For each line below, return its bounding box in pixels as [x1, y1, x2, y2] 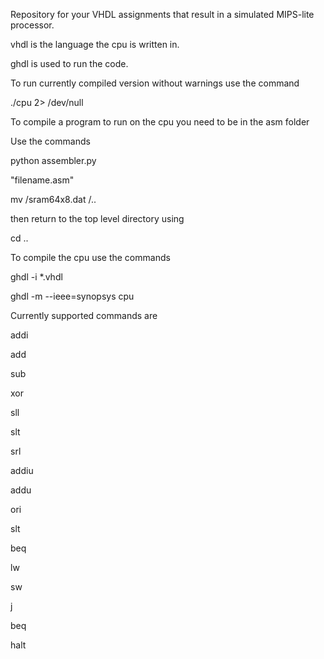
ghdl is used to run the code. [10, 58, 129, 69]
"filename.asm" [10, 174, 75, 186]
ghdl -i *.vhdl [10, 271, 63, 283]
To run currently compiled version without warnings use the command [10, 77, 300, 89]
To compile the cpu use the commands [10, 252, 171, 263]
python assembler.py [10, 155, 97, 166]
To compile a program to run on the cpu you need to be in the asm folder [10, 116, 310, 128]
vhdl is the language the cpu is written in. [10, 39, 180, 50]
